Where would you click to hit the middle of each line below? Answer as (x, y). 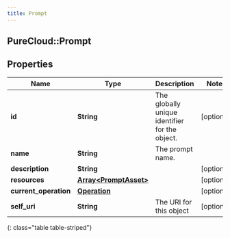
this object (172, 211)
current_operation (41, 191)
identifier (169, 120)
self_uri (23, 206)
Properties (30, 65)
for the (166, 129)
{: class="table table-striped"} (50, 227)
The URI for (174, 202)
